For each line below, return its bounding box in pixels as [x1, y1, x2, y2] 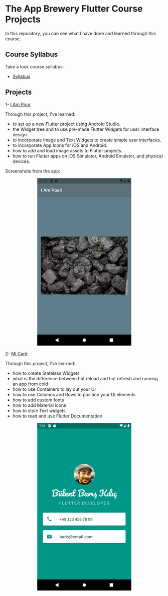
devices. [12, 158, 31, 164]
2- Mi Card [5, 351, 28, 357]
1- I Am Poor [5, 101, 31, 107]
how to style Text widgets [12, 407, 66, 413]
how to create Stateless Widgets [12, 370, 80, 376]
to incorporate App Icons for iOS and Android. [12, 142, 108, 148]
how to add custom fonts [12, 397, 64, 403]
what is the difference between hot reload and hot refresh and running [12, 375, 158, 381]
